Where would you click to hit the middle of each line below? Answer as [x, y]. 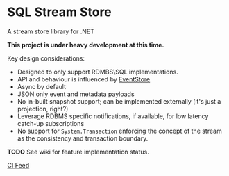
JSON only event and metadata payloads [76, 94]
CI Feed [18, 165]
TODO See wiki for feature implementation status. [78, 152]
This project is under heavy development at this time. [86, 45]
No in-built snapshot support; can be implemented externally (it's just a [119, 101]
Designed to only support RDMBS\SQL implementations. [97, 72]
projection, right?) [43, 109]
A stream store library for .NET [51, 31]
